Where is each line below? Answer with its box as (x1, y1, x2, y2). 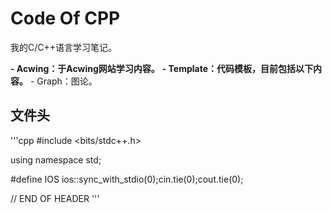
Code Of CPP (10, 7, 121, 30)
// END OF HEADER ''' (10, 192, 100, 204)
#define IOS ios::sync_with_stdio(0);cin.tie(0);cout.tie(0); (10, 173, 244, 185)
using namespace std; (10, 153, 102, 166)
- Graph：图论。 (29, 75, 98, 87)
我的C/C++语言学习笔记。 (10, 41, 118, 53)
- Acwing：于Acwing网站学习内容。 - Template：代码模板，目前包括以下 (10, 62, 313, 74)
